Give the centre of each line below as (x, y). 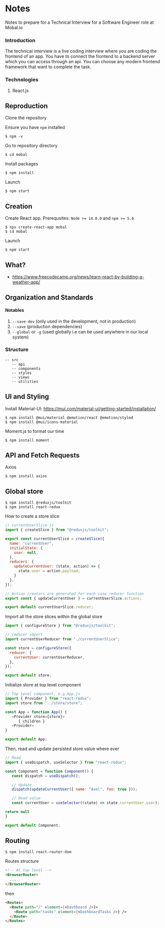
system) (20, 337)
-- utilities (25, 381)
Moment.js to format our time (35, 431)
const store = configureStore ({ (38, 648)
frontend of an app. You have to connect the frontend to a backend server (80, 56)
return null (17, 812)
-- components (26, 369)
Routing (17, 841)
